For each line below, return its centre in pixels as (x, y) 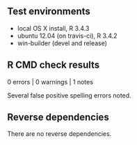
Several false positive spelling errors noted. (69, 95)
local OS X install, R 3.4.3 (53, 28)
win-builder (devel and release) (62, 43)
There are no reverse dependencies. (59, 134)
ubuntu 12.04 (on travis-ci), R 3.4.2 (67, 36)
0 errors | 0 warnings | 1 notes (50, 82)
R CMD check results (54, 65)
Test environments (49, 12)
